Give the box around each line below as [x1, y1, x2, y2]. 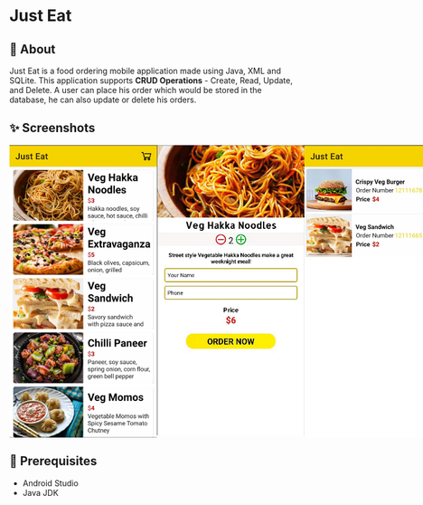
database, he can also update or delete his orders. [9, 94, 197, 105]
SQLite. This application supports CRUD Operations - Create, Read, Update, [9, 75, 294, 86]
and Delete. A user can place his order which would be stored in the [9, 85, 262, 95]
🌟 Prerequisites [9, 453, 98, 469]
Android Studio [22, 477, 79, 489]
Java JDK [22, 487, 59, 498]
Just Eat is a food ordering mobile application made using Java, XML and [9, 65, 282, 76]
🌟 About [9, 42, 56, 57]
